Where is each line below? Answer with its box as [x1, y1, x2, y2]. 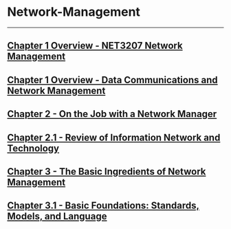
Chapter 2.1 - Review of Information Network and [7, 131, 221, 143]
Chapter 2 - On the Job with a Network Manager [7, 108, 217, 120]
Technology [7, 142, 60, 154]
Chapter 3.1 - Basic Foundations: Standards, [7, 200, 200, 212]
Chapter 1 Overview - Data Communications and [7, 74, 218, 86]
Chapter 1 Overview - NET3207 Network [7, 40, 184, 52]
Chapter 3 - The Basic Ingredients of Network [7, 166, 206, 177]
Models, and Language [7, 210, 107, 222]
